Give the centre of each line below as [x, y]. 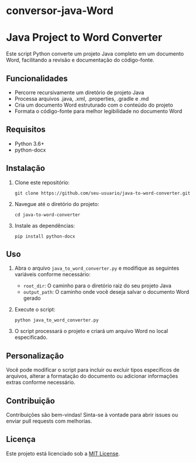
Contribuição [31, 401]
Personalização [35, 356]
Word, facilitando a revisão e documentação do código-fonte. [80, 60]
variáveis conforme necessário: [52, 275]
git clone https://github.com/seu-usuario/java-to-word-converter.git [102, 193]
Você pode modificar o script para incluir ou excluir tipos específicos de [93, 370]
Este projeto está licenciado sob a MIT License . [63, 453]
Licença [21, 439]
